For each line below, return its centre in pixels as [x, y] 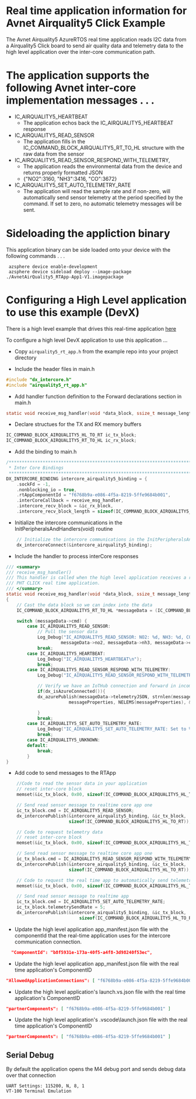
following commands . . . [36, 256]
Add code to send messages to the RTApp [65, 773]
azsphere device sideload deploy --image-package [70, 272]
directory [25, 358]
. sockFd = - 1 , [34, 484]
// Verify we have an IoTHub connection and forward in [106, 686]
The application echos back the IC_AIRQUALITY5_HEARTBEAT [98, 123]
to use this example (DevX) [73, 312]
